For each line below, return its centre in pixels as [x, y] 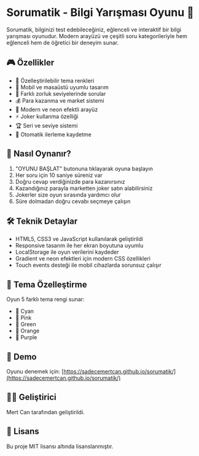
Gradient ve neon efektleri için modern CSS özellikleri [83, 259]
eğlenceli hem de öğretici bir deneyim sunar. [62, 42]
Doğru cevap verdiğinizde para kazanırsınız [70, 181]
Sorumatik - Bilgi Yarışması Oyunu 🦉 [100, 13]
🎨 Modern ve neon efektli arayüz [57, 109]
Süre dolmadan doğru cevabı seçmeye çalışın [73, 201]
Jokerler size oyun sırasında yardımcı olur [68, 195]
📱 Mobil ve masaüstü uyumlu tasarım [62, 87]
